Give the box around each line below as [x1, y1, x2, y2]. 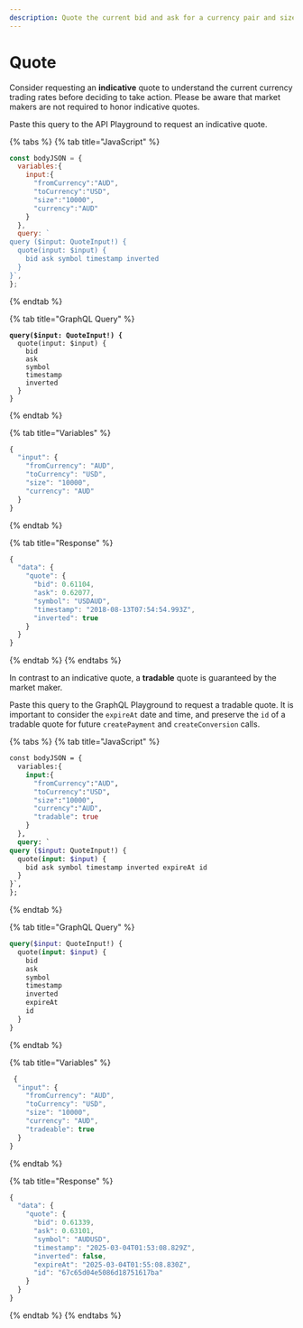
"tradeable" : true [25, 1125, 95, 1134]
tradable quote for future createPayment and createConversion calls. [9, 719, 261, 729]
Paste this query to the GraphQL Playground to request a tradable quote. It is [9, 700, 294, 710]
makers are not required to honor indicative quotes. [9, 101, 200, 112]
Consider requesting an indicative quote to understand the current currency [9, 82, 293, 93]
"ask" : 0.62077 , [32, 589, 95, 598]
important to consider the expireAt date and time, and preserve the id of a [9, 710, 286, 720]
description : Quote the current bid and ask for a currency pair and [9, 13, 277, 23]
